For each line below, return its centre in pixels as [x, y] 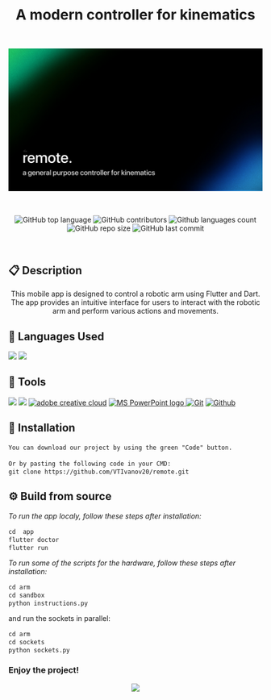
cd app [21, 531]
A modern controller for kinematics [135, 15]
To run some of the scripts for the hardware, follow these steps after [122, 563]
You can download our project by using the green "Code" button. [120, 448]
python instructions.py [48, 603]
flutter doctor [34, 540]
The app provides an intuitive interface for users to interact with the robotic [135, 302]
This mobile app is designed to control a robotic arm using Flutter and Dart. [135, 294]
